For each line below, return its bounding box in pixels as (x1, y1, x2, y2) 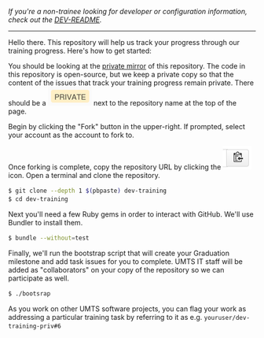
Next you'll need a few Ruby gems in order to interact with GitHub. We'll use (8, 209, 254, 219)
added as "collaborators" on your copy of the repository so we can (8, 265, 225, 274)
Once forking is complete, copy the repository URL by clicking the (8, 162, 222, 172)
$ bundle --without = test (8, 234, 90, 242)
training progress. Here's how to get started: (8, 46, 152, 55)
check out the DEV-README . (8, 15, 102, 24)
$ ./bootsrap (8, 289, 51, 298)
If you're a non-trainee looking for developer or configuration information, (8, 7, 247, 16)
